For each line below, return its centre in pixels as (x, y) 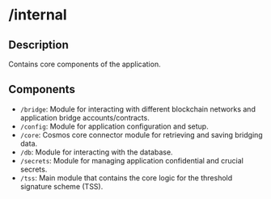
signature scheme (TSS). (61, 186)
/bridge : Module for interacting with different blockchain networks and (138, 109)
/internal (38, 15)
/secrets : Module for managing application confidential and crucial (132, 160)
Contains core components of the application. (85, 64)
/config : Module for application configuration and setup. (114, 126)
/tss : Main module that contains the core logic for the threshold (126, 178)
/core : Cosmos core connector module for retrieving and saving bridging (141, 134)
